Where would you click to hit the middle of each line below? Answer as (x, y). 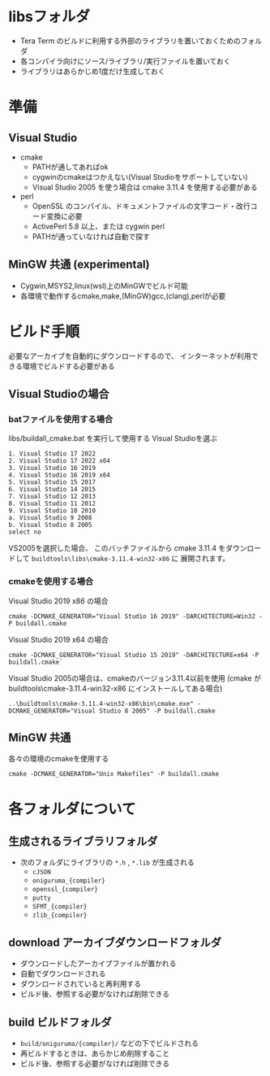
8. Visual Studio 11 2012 (52, 504)
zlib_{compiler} (60, 916)
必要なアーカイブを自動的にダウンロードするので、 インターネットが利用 (130, 355)
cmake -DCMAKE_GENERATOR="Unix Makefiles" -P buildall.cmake (114, 774)
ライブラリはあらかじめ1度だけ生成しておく (92, 71)
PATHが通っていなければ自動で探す (91, 236)
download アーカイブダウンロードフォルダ (115, 942)
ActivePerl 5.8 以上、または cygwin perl (98, 226)
